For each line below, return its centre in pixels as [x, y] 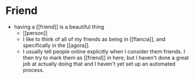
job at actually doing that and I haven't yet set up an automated [99, 64]
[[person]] [35, 33]
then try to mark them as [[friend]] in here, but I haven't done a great [106, 58]
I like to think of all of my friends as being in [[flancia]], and [94, 39]
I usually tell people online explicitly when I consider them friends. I [104, 51]
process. [33, 70]
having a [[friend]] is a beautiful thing [59, 27]
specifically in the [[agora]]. [56, 45]
